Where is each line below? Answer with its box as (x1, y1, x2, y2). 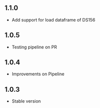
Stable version (11, 98, 41, 104)
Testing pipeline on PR (11, 44, 57, 50)
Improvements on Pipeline (11, 71, 65, 77)
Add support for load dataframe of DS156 (11, 17, 96, 22)
